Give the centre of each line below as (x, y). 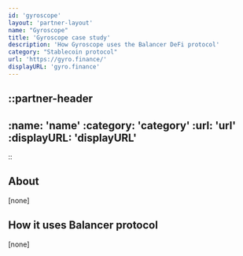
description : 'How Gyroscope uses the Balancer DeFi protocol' (114, 45)
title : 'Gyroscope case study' (59, 37)
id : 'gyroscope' (35, 15)
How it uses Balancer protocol (83, 225)
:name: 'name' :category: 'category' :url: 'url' (122, 126)
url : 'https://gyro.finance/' (58, 60)
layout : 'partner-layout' (50, 23)
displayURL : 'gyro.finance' (54, 67)
